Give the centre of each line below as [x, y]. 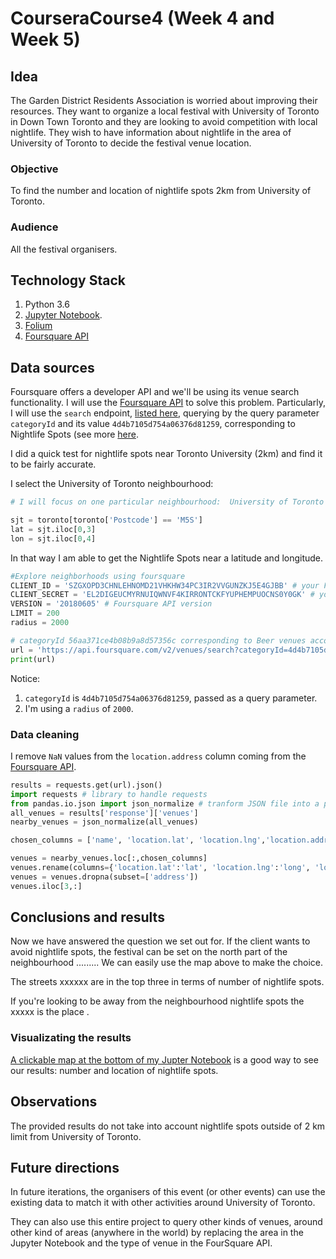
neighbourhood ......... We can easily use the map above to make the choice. [167, 963]
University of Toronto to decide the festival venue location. [131, 143]
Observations [54, 1102]
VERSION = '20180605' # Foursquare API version [111, 604]
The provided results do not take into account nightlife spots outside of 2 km [168, 1126]
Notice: [25, 678]
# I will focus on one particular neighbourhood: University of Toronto [167, 502]
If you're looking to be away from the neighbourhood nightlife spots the [157, 1001]
